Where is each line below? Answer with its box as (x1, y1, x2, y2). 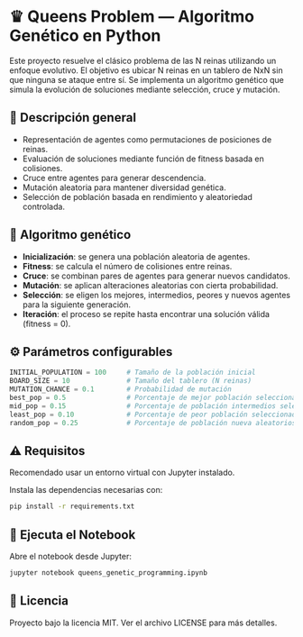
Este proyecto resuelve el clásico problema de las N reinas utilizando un (9, 55, 277, 66)
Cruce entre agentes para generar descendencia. (22, 172, 207, 183)
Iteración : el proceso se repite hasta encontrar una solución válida (22, 308, 271, 319)
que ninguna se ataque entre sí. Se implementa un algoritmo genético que (9, 74, 284, 85)
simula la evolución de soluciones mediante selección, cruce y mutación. (9, 84, 280, 95)
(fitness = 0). (22, 318, 71, 329)
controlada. (22, 201, 66, 212)
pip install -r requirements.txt (9, 502, 135, 511)
